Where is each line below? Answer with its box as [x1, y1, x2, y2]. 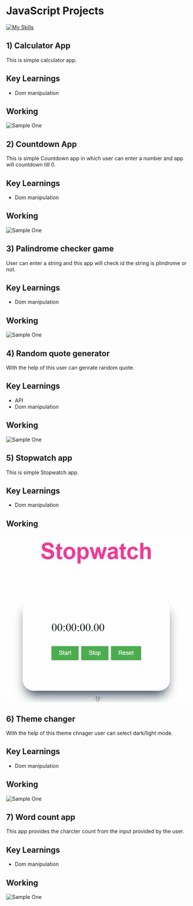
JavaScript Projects [6, 4, 104, 18]
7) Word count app [6, 812, 75, 822]
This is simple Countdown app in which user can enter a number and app [6, 155, 184, 162]
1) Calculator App [6, 41, 71, 51]
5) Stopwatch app [6, 453, 72, 463]
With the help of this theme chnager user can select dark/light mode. [6, 729, 174, 736]
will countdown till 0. [6, 161, 56, 168]
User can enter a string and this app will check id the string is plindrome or [6, 259, 187, 266]
